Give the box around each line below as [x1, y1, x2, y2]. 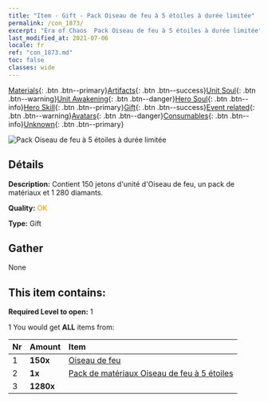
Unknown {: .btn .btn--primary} [23, 119, 124, 128]
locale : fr [8, 41, 45, 49]
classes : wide [8, 64, 56, 72]
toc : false [8, 57, 45, 65]
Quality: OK [8, 203, 48, 212]
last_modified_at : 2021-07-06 [8, 33, 109, 42]
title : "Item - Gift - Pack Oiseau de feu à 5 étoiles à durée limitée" [8, 11, 255, 20]
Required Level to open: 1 [8, 307, 93, 317]
